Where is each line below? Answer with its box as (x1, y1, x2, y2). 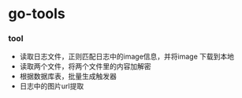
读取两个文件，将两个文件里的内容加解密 (19, 62, 151, 71)
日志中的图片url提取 (19, 81, 84, 91)
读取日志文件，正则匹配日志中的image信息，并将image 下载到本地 (19, 52, 235, 62)
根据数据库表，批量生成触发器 (19, 72, 117, 81)
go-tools (8, 5, 65, 23)
